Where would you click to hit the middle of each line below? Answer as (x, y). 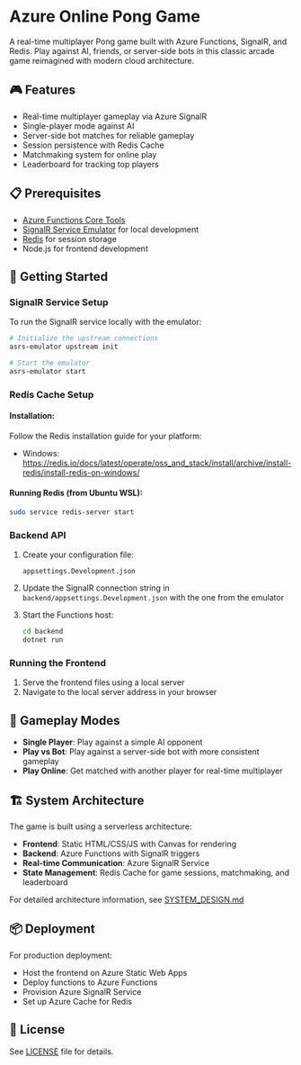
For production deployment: (61, 955)
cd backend (43, 632)
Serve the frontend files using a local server (103, 682)
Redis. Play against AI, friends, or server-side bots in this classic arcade (142, 50)
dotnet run (43, 640)
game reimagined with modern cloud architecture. (102, 60)
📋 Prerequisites (55, 194)
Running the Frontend (58, 663)
